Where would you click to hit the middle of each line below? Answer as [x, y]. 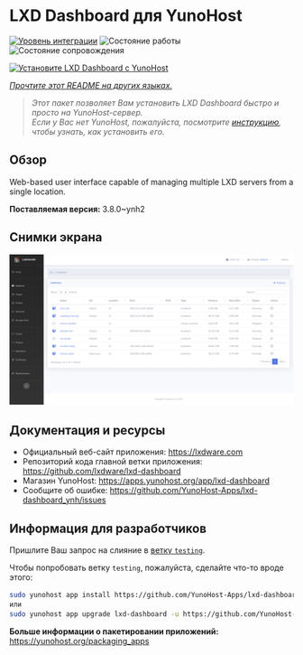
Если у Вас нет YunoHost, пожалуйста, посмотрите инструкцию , [156, 122]
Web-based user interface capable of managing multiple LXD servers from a [151, 182]
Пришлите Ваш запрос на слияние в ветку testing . [107, 550]
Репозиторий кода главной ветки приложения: [112, 462]
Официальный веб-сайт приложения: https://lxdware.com [133, 452]
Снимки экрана [56, 237]
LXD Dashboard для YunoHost [126, 16]
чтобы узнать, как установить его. [98, 131]
